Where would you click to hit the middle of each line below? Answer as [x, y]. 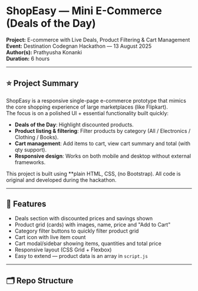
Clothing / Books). [37, 137]
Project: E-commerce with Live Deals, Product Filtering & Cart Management [98, 40]
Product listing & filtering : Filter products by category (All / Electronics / [103, 130]
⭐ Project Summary [42, 84]
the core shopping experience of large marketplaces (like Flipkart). [87, 107]
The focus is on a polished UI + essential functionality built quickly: [88, 113]
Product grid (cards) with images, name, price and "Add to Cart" [93, 224]
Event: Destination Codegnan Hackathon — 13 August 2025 [79, 46]
